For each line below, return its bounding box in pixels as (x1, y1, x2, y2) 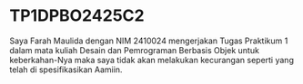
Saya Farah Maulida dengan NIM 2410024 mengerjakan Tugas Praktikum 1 (9, 35, 288, 46)
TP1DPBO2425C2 (9, 5, 145, 26)
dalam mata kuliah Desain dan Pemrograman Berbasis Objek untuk (9, 44, 259, 55)
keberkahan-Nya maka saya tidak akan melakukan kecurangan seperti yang (9, 54, 294, 65)
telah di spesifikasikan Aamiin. (9, 64, 123, 75)
